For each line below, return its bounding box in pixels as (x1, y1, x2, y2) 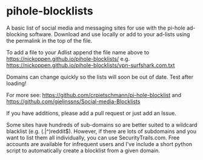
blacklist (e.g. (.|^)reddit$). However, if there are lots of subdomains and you (6, 127, 197, 135)
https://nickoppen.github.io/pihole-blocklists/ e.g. (6, 55, 130, 62)
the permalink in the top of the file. (6, 37, 93, 44)
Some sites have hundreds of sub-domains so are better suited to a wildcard (6, 121, 198, 128)
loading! (6, 80, 27, 87)
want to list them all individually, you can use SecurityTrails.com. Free (6, 134, 180, 141)
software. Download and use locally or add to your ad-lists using (29, 30, 190, 37)
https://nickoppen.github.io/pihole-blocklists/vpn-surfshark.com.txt (6, 62, 175, 69)
